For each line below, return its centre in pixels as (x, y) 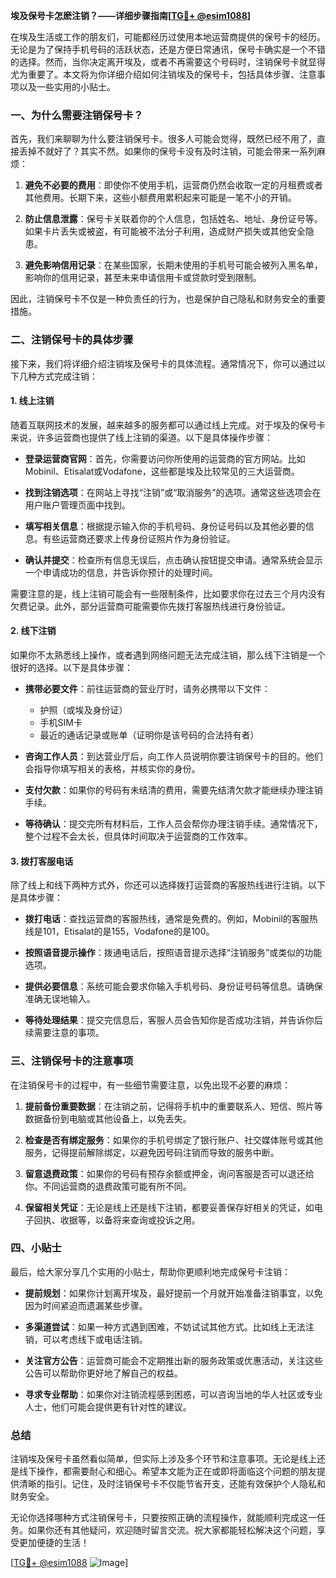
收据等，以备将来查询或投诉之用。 (130, 1220)
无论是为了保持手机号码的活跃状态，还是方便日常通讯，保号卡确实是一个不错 (168, 49)
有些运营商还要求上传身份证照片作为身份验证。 (139, 538)
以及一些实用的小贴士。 (67, 87)
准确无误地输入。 (60, 999)
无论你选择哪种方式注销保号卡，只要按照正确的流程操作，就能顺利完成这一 (163, 1518)
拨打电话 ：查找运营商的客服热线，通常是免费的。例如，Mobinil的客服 (167, 919)
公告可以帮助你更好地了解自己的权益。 (103, 1373)
